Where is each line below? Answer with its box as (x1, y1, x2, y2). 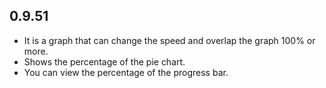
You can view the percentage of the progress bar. (23, 66, 229, 78)
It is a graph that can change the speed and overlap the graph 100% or (23, 34, 316, 46)
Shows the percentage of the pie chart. (23, 55, 186, 68)
